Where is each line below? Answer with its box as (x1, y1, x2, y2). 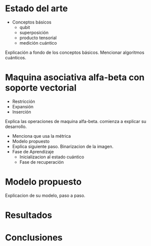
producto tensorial (19, 35, 57, 41)
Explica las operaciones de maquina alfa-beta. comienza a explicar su (5, 118, 147, 124)
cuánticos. (5, 54, 26, 60)
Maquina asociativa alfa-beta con (5, 72, 145, 83)
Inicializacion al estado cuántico (19, 154, 84, 160)
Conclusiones (5, 232, 63, 243)
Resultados (5, 210, 52, 221)
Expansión (12, 103, 34, 109)
